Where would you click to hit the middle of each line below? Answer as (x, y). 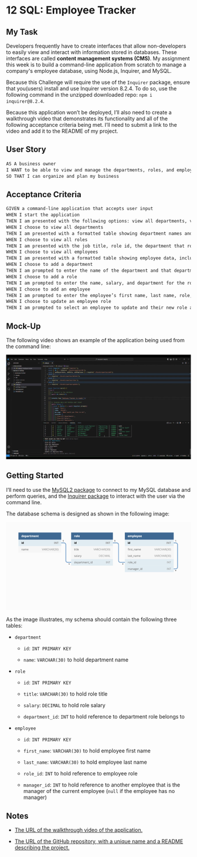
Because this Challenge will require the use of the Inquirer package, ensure (98, 82)
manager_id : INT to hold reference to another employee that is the (102, 785)
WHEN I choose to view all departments (55, 227)
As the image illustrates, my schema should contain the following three (91, 619)
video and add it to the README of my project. (62, 131)
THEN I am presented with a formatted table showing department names (94, 233)
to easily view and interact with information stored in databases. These (91, 52)
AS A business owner (31, 164)
